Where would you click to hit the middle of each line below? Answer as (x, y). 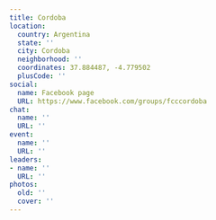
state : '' (36, 43)
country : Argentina (54, 34)
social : (24, 84)
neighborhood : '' (50, 59)
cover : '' (36, 202)
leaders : (26, 159)
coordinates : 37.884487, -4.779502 (84, 68)
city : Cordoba (44, 51)
